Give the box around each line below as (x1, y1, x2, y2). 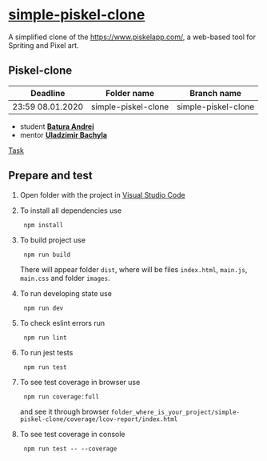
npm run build (23, 251, 71, 259)
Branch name (189, 87, 242, 98)
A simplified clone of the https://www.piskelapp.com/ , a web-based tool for (8, 32, 257, 42)
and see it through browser (19, 407, 110, 416)
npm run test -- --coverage (23, 444, 118, 453)
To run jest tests (19, 347, 74, 357)
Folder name (105, 87, 154, 98)
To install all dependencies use (19, 206, 122, 215)
